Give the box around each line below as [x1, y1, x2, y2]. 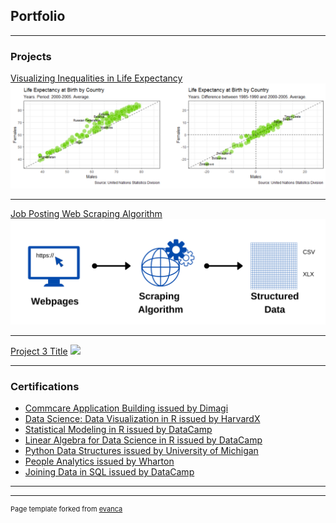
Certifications [10, 379, 80, 393]
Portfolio [10, 8, 66, 25]
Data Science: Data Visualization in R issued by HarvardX [24, 413, 261, 425]
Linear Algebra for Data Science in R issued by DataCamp [24, 434, 263, 446]
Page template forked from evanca [10, 504, 123, 514]
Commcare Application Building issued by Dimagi [24, 402, 229, 414]
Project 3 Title [10, 345, 68, 357]
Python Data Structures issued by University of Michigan [24, 445, 259, 457]
